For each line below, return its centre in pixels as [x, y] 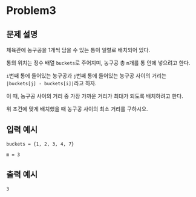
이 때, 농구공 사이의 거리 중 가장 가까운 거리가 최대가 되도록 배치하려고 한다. [95, 96]
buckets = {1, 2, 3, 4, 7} [40, 144]
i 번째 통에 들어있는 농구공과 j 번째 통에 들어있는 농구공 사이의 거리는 [87, 76]
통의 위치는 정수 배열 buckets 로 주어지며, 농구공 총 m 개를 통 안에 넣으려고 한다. [98, 63]
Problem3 [31, 11]
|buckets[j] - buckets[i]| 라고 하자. [51, 83]
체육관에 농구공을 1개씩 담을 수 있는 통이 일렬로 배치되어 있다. [78, 50]
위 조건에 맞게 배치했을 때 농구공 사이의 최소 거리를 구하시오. [77, 109]
